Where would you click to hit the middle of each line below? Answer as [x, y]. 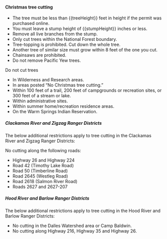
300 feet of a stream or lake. [42, 96]
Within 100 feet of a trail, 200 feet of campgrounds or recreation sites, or [87, 90]
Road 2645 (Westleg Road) [40, 176]
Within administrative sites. [40, 101]
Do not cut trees [22, 70]
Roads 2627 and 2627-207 [40, 187]
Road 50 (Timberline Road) [40, 171]
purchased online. [31, 23]
